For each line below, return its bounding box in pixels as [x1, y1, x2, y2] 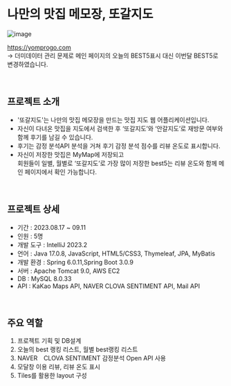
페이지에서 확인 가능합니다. [24, 167, 98, 176]
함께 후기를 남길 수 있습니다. [17, 133, 93, 141]
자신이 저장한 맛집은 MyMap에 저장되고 [17, 150, 124, 158]
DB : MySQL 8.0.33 [17, 274, 72, 283]
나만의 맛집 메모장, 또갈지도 [7, 6, 154, 22]
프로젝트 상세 [7, 203, 60, 215]
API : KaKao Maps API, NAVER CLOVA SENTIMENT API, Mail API [17, 282, 201, 290]
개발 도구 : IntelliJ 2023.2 [17, 240, 88, 249]
